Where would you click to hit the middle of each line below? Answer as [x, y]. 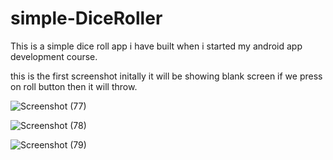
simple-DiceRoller [86, 18]
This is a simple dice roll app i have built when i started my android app [156, 46]
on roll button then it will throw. [74, 86]
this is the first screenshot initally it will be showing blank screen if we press [166, 76]
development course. [54, 56]
